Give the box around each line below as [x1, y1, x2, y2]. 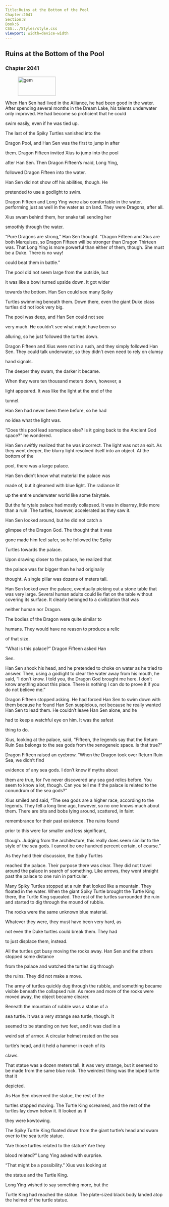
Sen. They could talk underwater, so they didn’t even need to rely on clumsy [5, 349, 163, 355]
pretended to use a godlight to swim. [5, 189, 82, 195]
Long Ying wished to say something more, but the [5, 1182, 108, 1188]
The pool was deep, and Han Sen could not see [5, 314, 104, 320]
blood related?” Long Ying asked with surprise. [5, 1152, 102, 1158]
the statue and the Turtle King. [5, 1172, 69, 1178]
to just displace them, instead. [5, 938, 68, 944]
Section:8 [5, 17, 26, 22]
